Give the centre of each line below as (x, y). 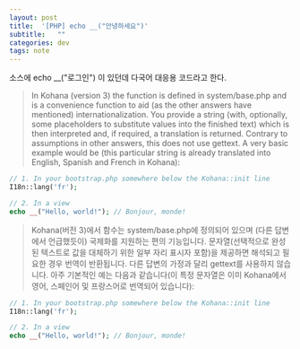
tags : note (30, 51)
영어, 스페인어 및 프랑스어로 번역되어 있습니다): (113, 286)
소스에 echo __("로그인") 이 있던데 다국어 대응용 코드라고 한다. (118, 78)
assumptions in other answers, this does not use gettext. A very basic (160, 144)
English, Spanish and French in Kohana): (106, 162)
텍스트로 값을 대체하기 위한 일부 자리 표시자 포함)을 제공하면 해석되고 (160, 252)
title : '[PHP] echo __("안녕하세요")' (79, 26)
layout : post (34, 17)
